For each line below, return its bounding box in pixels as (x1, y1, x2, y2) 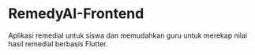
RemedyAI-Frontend (8, 5, 144, 23)
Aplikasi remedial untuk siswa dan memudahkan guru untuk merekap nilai (8, 31, 247, 40)
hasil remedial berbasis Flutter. (8, 38, 108, 48)
